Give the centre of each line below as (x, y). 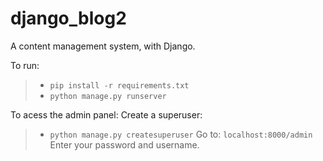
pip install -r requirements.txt (119, 85)
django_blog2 (68, 18)
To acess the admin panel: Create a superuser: (106, 114)
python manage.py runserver (108, 96)
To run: (25, 65)
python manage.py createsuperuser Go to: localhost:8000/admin (181, 134)
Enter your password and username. (124, 144)
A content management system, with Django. (103, 46)
